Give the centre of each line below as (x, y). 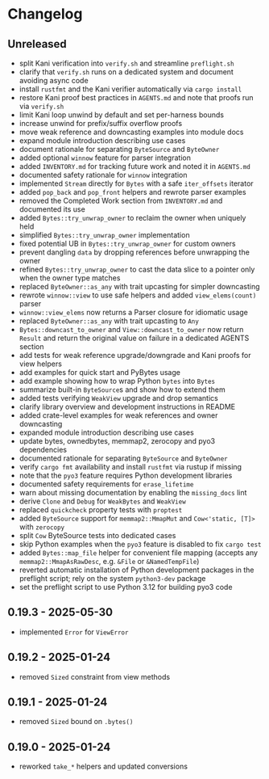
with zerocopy (42, 527)
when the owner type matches (70, 278)
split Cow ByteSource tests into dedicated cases (97, 535)
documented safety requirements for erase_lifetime (106, 484)
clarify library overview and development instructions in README (127, 406)
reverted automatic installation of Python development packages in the (137, 570)
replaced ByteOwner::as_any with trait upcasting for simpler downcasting (139, 286)
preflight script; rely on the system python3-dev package (112, 578)
